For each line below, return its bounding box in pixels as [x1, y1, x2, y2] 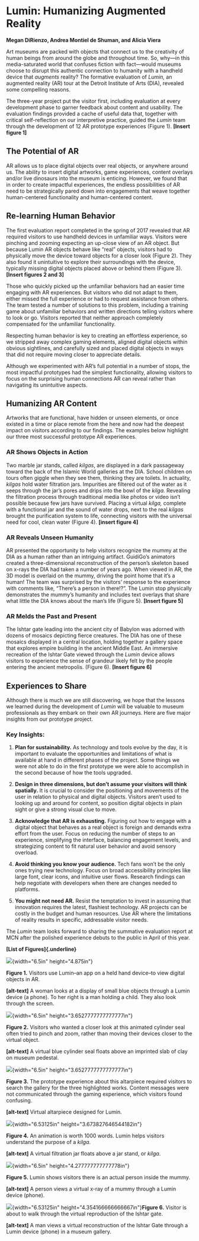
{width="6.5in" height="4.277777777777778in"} [12, 1163, 130, 1170]
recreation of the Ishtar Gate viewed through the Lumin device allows [6, 651, 175, 658]
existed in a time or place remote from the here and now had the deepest [6, 420, 185, 428]
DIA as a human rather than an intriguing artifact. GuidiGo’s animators [6, 553, 176, 560]
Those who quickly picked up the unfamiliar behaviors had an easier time [6, 282, 185, 290]
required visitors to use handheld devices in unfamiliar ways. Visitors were [6, 233, 188, 240]
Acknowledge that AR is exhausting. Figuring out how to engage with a [14, 818, 191, 825]
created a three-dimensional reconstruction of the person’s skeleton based [6, 559, 189, 566]
